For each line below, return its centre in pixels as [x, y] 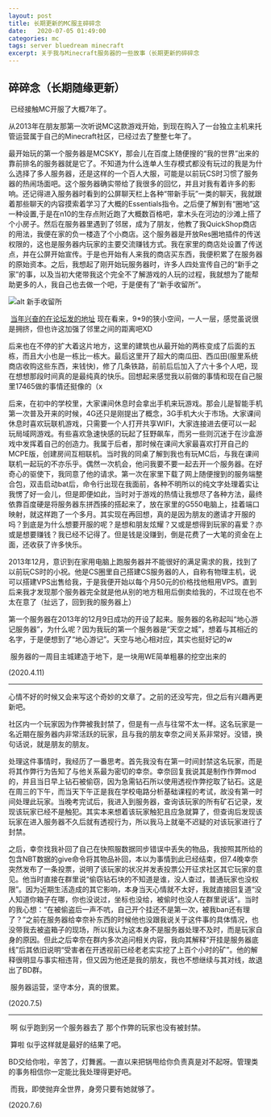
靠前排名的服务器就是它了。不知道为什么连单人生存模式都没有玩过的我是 [128, 163]
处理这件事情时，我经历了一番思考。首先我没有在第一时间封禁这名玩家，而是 [135, 761]
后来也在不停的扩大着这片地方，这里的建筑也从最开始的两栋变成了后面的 [128, 346]
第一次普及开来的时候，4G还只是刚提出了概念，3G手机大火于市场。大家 [128, 413]
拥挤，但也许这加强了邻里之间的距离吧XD [84, 328]
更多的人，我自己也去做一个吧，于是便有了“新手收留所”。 [110, 284]
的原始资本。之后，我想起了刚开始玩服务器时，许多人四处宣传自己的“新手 [130, 264]
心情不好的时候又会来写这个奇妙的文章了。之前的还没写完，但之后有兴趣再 [132, 696]
